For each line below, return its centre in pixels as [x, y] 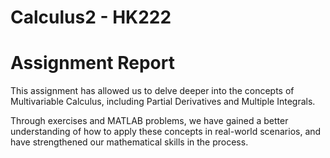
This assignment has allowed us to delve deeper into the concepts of [152, 91]
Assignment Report [92, 63]
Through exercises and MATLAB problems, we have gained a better [149, 121]
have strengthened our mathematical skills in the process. [129, 142]
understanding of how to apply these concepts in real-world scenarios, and [166, 132]
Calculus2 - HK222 [91, 17]
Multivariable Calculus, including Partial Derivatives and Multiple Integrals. [163, 102]
